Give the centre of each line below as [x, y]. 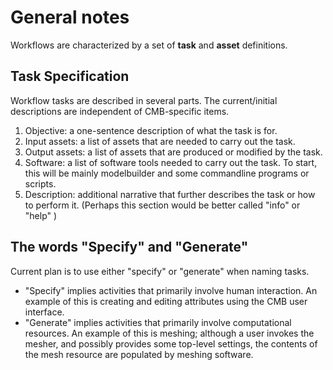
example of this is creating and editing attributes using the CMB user [166, 301]
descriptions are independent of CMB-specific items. [120, 111]
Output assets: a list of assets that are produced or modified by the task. [173, 152]
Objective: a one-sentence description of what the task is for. [151, 130]
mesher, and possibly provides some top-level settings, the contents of [171, 343]
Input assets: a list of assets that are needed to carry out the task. [160, 141]
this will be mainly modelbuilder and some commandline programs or [167, 173]
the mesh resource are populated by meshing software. [139, 354]
